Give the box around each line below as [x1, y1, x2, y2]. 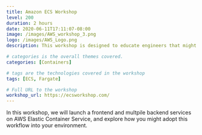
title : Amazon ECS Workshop [6, 8, 78, 15]
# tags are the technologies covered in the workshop [6, 70, 146, 76]
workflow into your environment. [6, 122, 88, 129]
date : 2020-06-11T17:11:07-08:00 [6, 25, 91, 32]
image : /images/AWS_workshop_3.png [6, 31, 96, 38]
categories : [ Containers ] [6, 59, 72, 65]
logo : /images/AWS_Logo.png [6, 37, 78, 43]
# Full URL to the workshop [6, 87, 78, 93]
